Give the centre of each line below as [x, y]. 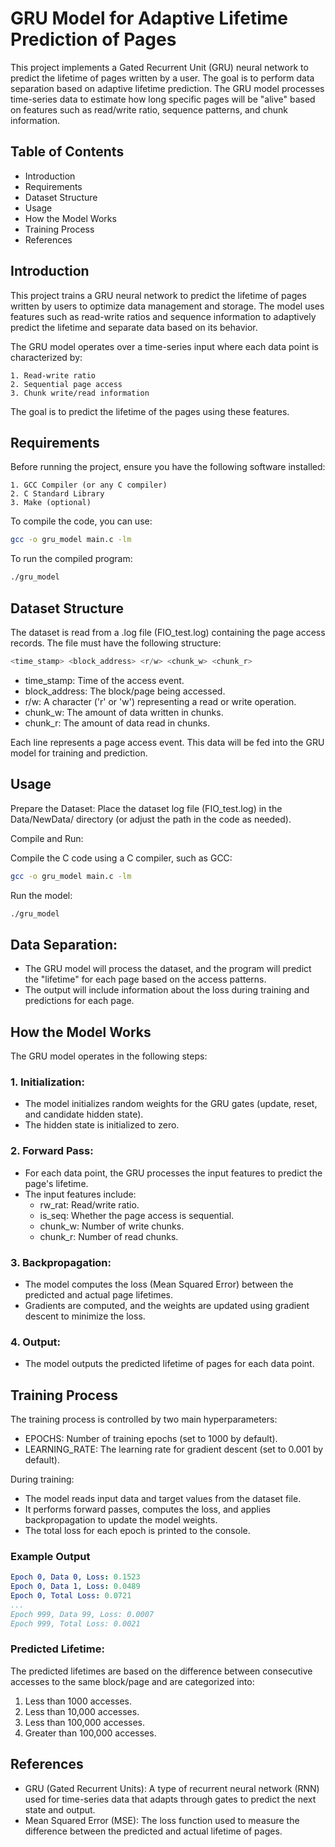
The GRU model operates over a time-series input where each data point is [164, 346]
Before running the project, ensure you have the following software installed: [168, 467]
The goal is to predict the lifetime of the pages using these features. [150, 411]
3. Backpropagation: [61, 1262]
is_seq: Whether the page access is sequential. [137, 1215]
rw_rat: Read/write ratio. [89, 1204]
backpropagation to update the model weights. [121, 1520]
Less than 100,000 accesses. [85, 1722]
